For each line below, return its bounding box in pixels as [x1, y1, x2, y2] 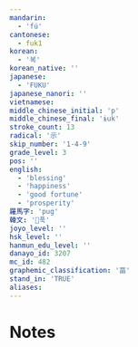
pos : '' [9, 156, 39, 166]
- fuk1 [17, 38, 43, 48]
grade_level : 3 [9, 148, 67, 157]
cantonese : [9, 30, 51, 39]
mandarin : [9, 13, 47, 23]
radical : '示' [9, 131, 62, 140]
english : [9, 165, 43, 174]
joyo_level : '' [9, 224, 67, 233]
